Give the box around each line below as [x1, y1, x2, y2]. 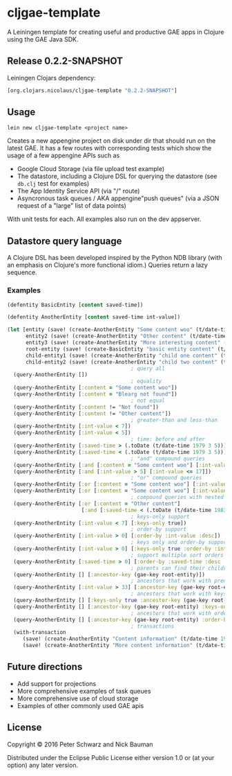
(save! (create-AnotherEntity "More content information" [22, 642, 193, 649]
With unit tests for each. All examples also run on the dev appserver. [7, 215, 202, 223]
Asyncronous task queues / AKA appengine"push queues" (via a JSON [17, 194, 220, 202]
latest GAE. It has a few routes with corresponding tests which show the [7, 144, 212, 152]
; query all [130, 365, 166, 372]
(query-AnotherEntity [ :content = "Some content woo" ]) [13, 385, 177, 391]
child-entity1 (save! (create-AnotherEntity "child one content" [25, 352, 217, 359]
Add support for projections [17, 679, 97, 687]
